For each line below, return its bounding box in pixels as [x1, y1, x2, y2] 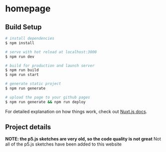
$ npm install [5, 40, 35, 45]
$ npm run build [5, 68, 39, 73]
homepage [5, 3, 51, 14]
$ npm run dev [5, 54, 35, 59]
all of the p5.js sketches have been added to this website [5, 141, 122, 147]
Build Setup [5, 23, 42, 31]
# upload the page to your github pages [5, 95, 91, 100]
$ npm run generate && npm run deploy [5, 99, 86, 104]
